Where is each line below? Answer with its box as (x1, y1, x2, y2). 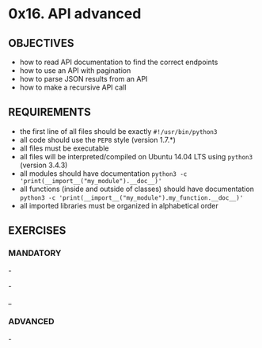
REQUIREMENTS (8, 105, 91, 119)
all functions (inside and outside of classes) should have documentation (19, 184, 255, 193)
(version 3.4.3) (19, 160, 68, 170)
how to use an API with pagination (19, 66, 131, 75)
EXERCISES (8, 224, 66, 238)
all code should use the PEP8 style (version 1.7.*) (19, 135, 177, 144)
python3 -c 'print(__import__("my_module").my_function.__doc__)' (19, 193, 244, 202)
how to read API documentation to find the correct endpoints (19, 57, 218, 67)
